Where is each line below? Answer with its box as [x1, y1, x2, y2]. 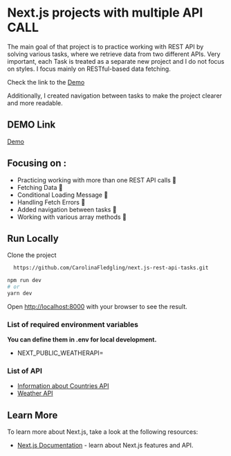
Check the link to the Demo [7, 78, 85, 86]
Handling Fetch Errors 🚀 [17, 198, 86, 206]
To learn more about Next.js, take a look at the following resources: [7, 428, 198, 436]
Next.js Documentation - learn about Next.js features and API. [17, 441, 194, 450]
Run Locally [7, 232, 59, 244]
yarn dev [7, 290, 33, 297]
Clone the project [7, 251, 57, 259]
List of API [7, 366, 43, 376]
